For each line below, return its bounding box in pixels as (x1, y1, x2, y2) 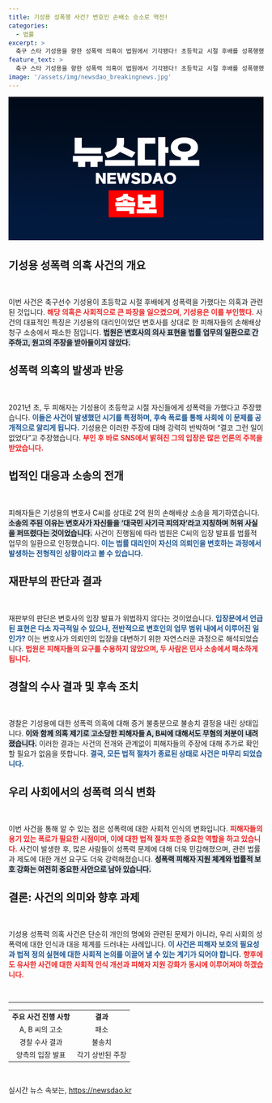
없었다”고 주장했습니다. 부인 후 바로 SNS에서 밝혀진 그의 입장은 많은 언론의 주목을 (8, 432, 263, 442)
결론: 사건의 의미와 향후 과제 (8, 891, 140, 904)
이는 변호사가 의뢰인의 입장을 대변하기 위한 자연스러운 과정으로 (27, 633, 224, 643)
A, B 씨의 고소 (19, 1024, 63, 1034)
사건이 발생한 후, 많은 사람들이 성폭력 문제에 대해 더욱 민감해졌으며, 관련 (19, 844, 246, 854)
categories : (8, 21, 49, 30)
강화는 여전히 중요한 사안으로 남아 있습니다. (16, 865, 152, 874)
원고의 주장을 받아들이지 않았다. (32, 337, 131, 348)
